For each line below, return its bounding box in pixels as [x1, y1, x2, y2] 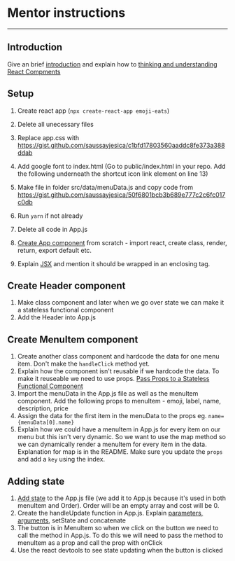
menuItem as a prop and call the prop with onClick [17, 539, 163, 547]
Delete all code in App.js [17, 225, 88, 233]
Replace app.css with [17, 133, 80, 141]
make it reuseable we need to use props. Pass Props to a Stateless [17, 375, 210, 383]
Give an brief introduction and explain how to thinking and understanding [7, 60, 218, 68]
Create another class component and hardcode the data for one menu [17, 352, 220, 361]
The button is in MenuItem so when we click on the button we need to [17, 524, 219, 532]
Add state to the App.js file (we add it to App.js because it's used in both [17, 494, 226, 502]
